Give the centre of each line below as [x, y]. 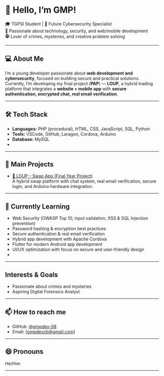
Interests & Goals [32, 274]
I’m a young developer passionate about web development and [69, 73]
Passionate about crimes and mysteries [52, 286]
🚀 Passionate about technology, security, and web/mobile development [77, 31]
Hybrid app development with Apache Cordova [60, 239]
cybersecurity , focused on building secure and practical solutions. [72, 78]
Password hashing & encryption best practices [59, 229]
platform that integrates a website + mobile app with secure [66, 89]
